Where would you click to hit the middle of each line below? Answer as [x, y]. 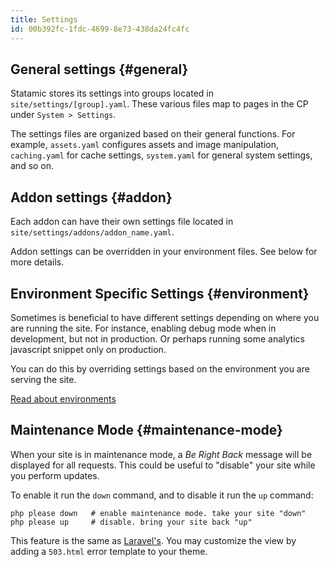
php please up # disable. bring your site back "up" [131, 522]
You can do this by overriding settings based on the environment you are [160, 368]
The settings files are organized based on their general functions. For [153, 134]
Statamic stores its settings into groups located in [112, 93]
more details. [37, 262]
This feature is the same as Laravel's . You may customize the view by [153, 540]
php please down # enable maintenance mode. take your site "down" [158, 513]
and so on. [32, 166]
